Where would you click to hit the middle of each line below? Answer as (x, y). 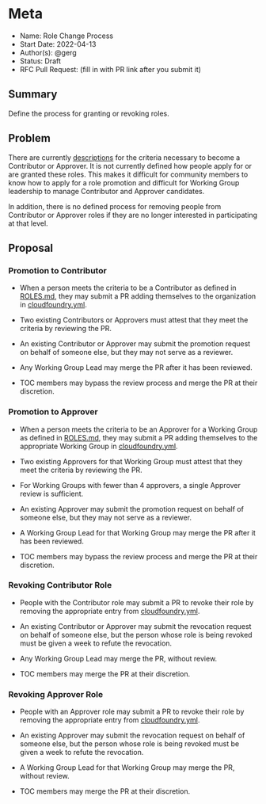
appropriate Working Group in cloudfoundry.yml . (99, 446)
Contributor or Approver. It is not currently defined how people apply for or (130, 166)
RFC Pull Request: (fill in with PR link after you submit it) (110, 69)
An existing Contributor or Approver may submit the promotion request (135, 344)
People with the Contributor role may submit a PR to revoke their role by (137, 602)
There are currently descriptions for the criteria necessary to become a (124, 157)
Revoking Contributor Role (60, 585)
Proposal (31, 248)
